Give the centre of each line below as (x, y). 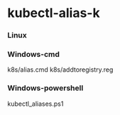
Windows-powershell (45, 88)
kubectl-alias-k (54, 13)
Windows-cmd (34, 55)
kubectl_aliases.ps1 (36, 104)
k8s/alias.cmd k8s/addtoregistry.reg (60, 70)
